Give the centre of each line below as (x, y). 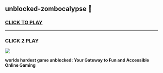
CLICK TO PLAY (24, 23)
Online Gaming (20, 65)
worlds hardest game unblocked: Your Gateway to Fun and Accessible (77, 60)
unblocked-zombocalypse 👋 (49, 9)
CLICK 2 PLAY (22, 40)
